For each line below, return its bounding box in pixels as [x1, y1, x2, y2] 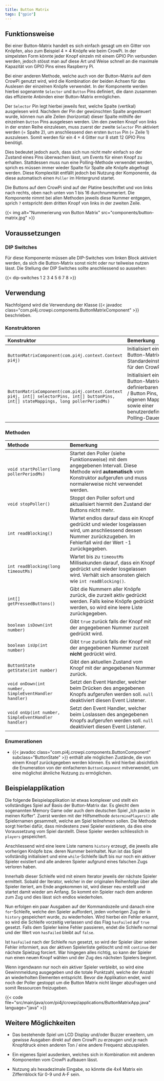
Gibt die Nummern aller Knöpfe [70, 586, 141, 592]
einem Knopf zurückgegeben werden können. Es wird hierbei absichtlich [12, 759, 159, 766]
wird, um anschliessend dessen [70, 527, 143, 534]
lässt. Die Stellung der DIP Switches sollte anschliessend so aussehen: [5, 265, 147, 271]
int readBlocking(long [7, 563, 60, 569]
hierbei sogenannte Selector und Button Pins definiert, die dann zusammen [5, 89, 157, 94]
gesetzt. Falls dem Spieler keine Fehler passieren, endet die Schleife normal [5, 924, 158, 930]
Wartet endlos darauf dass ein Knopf [70, 515, 154, 521]
